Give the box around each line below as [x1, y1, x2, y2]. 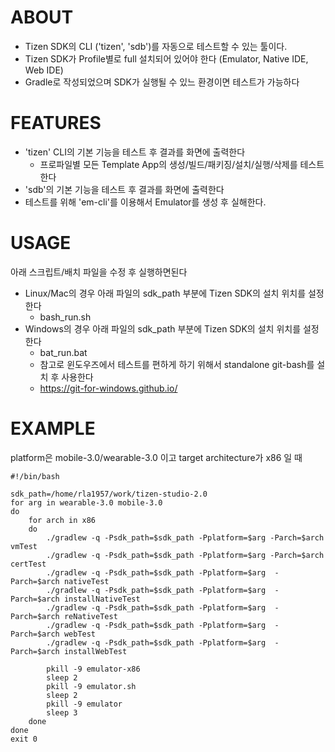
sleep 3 [46, 707, 78, 718]
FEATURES [10, 112, 102, 135]
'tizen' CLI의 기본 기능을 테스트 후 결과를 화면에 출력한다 [24, 146, 246, 158]
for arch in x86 [28, 515, 97, 525]
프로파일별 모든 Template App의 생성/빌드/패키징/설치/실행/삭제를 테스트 [39, 158, 325, 170]
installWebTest [63, 646, 128, 656]
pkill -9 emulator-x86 [46, 664, 141, 674]
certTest [10, 559, 47, 569]
